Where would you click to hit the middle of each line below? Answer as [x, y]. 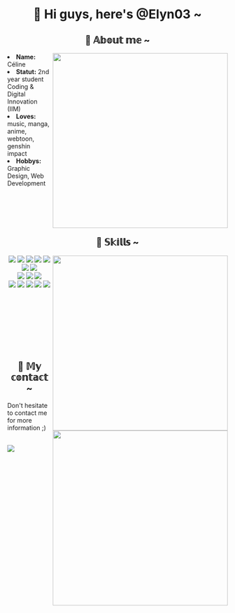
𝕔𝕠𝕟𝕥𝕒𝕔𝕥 [29, 378]
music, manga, [29, 124]
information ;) [27, 428]
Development [27, 183]
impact [17, 154]
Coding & [21, 86]
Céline [16, 64]
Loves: [26, 116]
